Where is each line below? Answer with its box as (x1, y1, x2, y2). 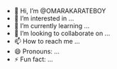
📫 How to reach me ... (13, 37, 80, 45)
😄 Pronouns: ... (13, 47, 60, 56)
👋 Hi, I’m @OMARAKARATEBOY (13, 7, 106, 15)
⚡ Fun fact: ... (13, 55, 53, 63)
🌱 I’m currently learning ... (13, 22, 90, 30)
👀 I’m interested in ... (13, 14, 74, 23)
